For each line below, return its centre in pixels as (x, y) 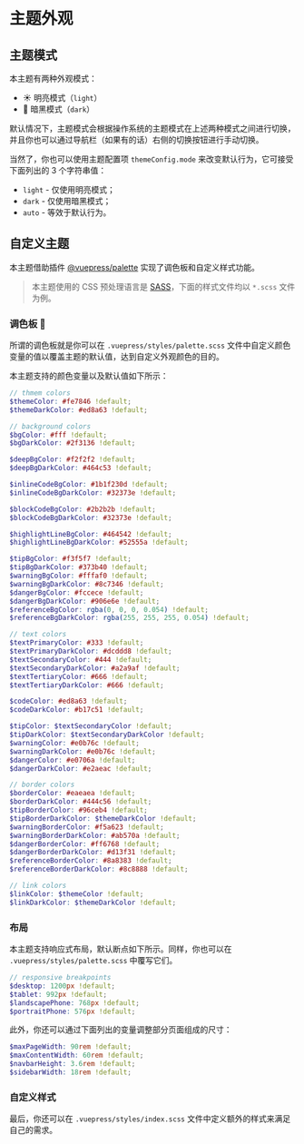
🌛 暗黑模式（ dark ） (59, 109)
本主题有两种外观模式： (53, 79)
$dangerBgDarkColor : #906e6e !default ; (85, 601)
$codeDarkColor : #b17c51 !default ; (77, 710)
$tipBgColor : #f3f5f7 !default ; (70, 559)
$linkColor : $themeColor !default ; (77, 894)
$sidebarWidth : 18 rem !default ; (70, 1072)
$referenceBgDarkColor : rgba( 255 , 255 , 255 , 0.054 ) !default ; (129, 618)
